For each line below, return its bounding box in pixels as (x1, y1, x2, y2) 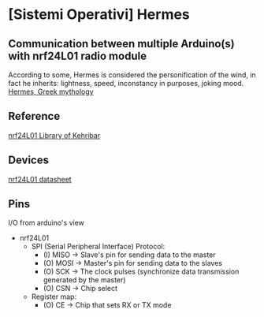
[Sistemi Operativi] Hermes (8, 6, 191, 24)
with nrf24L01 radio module (8, 49, 147, 62)
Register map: (31, 292, 77, 301)
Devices (8, 154, 50, 167)
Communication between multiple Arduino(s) (8, 37, 235, 50)
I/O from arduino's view (8, 218, 85, 228)
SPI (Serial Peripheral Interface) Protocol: (31, 242, 165, 252)
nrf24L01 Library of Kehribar (8, 130, 101, 140)
